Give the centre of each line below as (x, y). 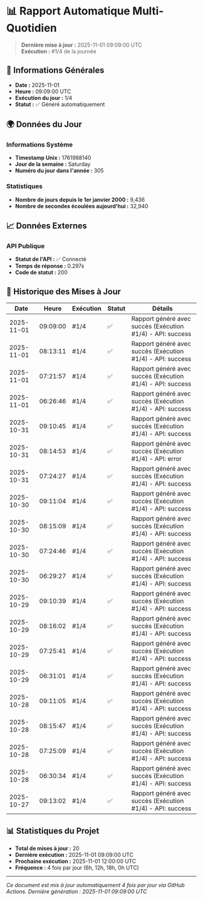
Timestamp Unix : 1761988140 (53, 158)
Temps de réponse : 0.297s (50, 266)
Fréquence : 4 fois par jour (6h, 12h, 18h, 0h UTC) (77, 868)
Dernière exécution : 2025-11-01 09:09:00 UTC (74, 855)
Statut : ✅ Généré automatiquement (60, 104)
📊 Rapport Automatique (68, 11)
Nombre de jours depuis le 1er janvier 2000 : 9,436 (80, 199)
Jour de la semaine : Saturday (53, 164)
